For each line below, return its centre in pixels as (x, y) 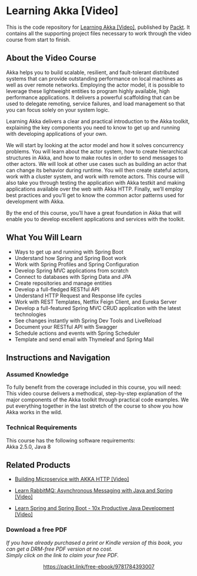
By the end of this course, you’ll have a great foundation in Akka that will (94, 212)
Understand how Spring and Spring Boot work (71, 258)
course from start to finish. (38, 39)
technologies (30, 314)
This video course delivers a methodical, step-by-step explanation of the (94, 394)
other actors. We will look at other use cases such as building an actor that (96, 164)
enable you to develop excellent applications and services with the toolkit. (96, 219)
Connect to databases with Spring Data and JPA (73, 277)
